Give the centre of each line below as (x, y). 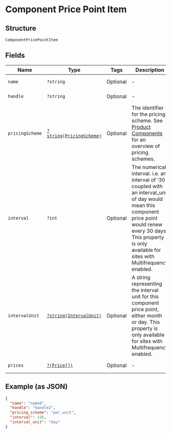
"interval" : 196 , (28, 417)
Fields (15, 55)
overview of (146, 146)
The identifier (148, 108)
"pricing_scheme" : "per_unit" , (43, 413)
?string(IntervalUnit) (74, 315)
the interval (145, 290)
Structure (21, 28)
